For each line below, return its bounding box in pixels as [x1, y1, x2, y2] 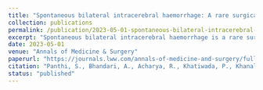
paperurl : [8, 56, 41, 63]
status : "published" [8, 70, 76, 77]
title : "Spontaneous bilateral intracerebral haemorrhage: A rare [8, 11, 229, 20]
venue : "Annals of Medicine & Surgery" [8, 48, 139, 56]
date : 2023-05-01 [8, 41, 65, 49]
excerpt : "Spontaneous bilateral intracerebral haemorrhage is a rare [8, 33, 243, 41]
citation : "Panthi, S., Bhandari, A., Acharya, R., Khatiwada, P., [8, 63, 233, 70]
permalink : [8, 26, 44, 34]
